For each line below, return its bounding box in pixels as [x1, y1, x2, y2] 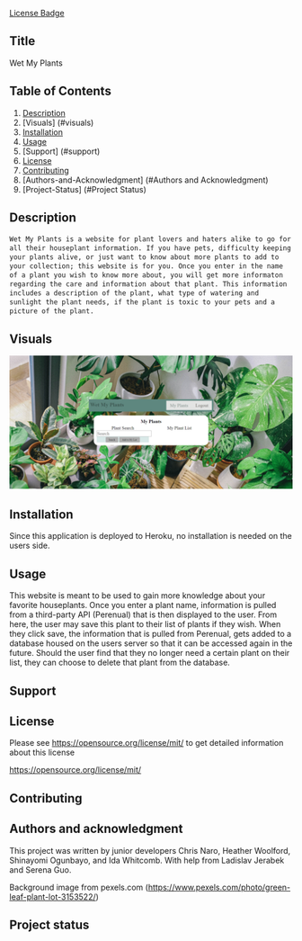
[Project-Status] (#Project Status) [22, 184, 147, 194]
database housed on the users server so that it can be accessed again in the [9, 638, 293, 649]
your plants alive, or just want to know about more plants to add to [9, 253, 280, 262]
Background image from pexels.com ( [9, 882, 148, 892]
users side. [9, 540, 50, 551]
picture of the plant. [9, 307, 94, 316]
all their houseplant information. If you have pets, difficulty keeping [9, 244, 292, 253]
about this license [9, 747, 75, 758]
